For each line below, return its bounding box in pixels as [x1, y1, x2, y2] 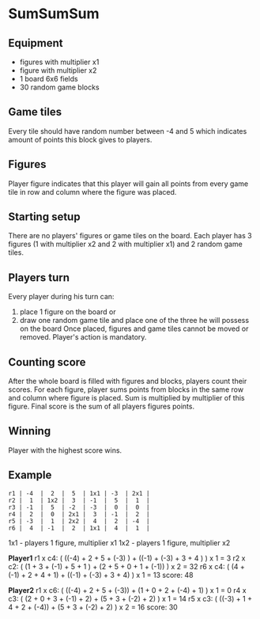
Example [8, 469, 52, 482]
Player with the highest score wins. [8, 445, 122, 455]
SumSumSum [8, 5, 100, 23]
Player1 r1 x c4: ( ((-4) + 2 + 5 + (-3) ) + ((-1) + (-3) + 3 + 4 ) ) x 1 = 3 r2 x [8, 553, 246, 563]
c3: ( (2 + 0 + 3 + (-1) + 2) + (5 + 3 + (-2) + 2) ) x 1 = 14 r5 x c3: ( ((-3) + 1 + [8, 594, 253, 603]
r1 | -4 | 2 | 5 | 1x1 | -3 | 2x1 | [8, 489, 150, 497]
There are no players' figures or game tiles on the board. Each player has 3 [8, 231, 252, 241]
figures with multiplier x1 [19, 57, 100, 66]
